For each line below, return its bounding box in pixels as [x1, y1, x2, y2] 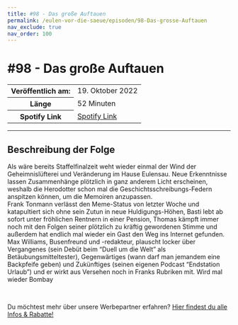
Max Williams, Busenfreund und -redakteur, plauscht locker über [7, 238, 196, 246]
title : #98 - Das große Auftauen [7, 10, 106, 18]
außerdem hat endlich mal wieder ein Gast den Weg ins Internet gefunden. [7, 230, 225, 238]
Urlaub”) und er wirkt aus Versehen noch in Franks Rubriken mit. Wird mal [7, 268, 223, 276]
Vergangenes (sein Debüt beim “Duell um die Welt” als [7, 245, 166, 253]
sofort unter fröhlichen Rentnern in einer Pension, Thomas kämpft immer [7, 215, 220, 223]
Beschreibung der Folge [7, 143, 115, 156]
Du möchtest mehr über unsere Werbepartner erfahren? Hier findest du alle [7, 302, 228, 311]
